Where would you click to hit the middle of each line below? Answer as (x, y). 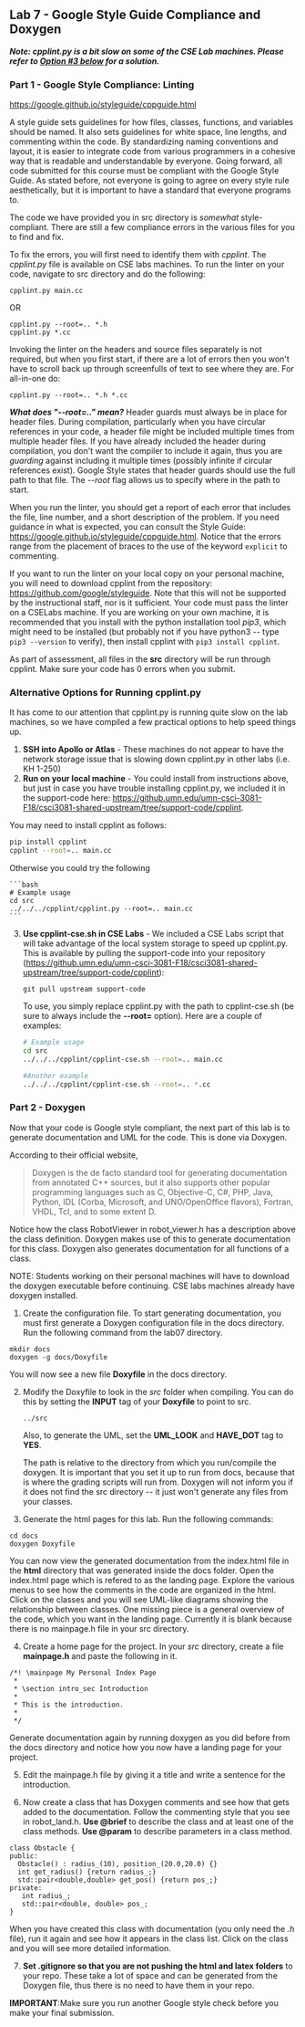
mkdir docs (30, 1349)
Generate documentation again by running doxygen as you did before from (150, 1738)
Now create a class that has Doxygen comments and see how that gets (156, 1801)
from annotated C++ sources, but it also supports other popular (151, 1182)
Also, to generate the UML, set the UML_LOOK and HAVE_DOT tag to (153, 1435)
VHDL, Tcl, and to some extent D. (94, 1211)
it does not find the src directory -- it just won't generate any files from (155, 1491)
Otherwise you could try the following (80, 868)
